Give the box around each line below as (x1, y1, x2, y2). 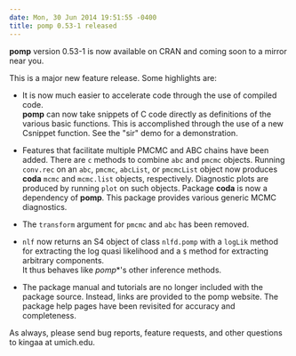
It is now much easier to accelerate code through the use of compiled (21, 90, 277, 101)
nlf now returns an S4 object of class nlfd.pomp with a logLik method (21, 236, 278, 247)
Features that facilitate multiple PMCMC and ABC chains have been (21, 144, 269, 156)
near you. (9, 55, 44, 66)
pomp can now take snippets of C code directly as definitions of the (21, 109, 272, 119)
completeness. (21, 310, 77, 320)
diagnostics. (21, 201, 68, 212)
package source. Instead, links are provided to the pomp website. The (21, 291, 278, 302)
